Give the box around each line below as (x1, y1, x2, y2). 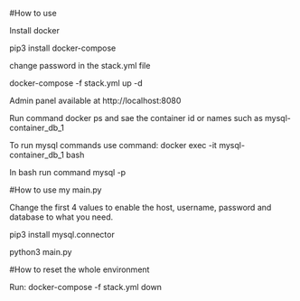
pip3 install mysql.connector (9, 230, 115, 240)
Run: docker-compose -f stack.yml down (9, 282, 163, 292)
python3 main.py (9, 247, 72, 257)
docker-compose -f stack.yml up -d (9, 78, 143, 89)
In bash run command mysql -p (9, 167, 127, 177)
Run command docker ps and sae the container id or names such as (9, 113, 264, 123)
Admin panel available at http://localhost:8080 (9, 95, 182, 106)
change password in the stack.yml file (9, 61, 151, 71)
